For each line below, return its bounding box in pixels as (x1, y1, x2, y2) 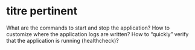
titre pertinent (6, 4, 78, 18)
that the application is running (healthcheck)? (6, 37, 119, 44)
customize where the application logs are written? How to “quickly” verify (6, 30, 189, 37)
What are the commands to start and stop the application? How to (6, 24, 170, 31)
